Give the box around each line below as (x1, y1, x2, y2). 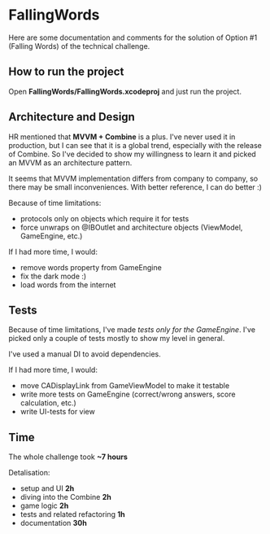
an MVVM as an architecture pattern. (8, 157, 133, 168)
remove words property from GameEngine (20, 262, 163, 272)
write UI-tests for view (20, 407, 95, 417)
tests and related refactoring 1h (20, 510, 125, 519)
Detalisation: (8, 468, 50, 478)
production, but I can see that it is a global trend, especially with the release (8, 140, 263, 150)
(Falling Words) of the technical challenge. (8, 41, 150, 50)
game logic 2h (20, 501, 69, 510)
